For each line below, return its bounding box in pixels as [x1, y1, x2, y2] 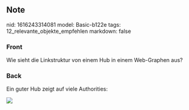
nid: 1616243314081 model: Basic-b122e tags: [6, 21, 121, 28]
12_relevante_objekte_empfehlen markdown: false [6, 27, 131, 35]
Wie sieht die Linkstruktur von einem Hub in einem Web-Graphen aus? [6, 57, 183, 64]
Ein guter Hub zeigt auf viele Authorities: [6, 85, 108, 93]
